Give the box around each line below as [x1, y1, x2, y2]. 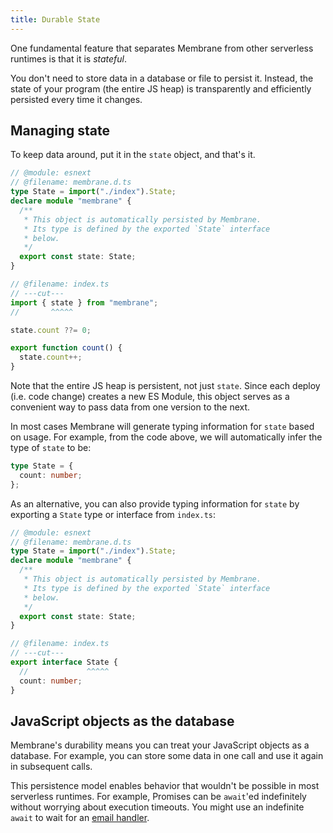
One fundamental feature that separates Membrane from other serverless [10, 42, 314, 54]
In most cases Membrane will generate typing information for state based [10, 421, 315, 433]
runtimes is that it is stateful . [10, 52, 128, 65]
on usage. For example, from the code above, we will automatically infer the [10, 431, 323, 443]
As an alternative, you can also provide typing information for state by [10, 497, 300, 510]
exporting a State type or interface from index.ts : [10, 508, 217, 520]
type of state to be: [10, 442, 92, 454]
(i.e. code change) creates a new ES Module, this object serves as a [10, 391, 290, 403]
